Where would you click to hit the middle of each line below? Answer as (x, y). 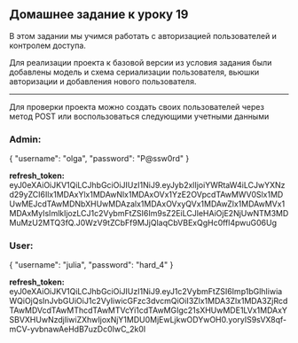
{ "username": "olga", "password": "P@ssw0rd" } (99, 159)
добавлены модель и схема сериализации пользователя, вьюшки (134, 72)
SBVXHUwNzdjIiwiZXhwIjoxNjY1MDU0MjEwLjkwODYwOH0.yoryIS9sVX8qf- (148, 320)
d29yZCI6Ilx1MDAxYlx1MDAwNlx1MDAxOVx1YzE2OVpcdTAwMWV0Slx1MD (146, 195)
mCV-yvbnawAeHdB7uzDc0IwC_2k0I (78, 329)
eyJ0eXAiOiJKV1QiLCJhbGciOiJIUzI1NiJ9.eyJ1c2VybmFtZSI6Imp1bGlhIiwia (146, 292)
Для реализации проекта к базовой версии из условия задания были (141, 62)
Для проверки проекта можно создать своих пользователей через (137, 106)
